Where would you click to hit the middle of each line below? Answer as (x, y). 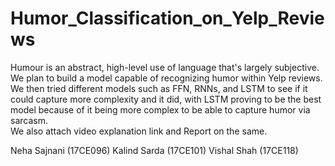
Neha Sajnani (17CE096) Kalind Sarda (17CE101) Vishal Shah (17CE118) (154, 150)
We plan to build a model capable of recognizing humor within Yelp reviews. (166, 78)
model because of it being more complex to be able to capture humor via (160, 109)
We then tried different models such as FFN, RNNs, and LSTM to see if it (159, 88)
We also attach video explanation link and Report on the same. (139, 131)
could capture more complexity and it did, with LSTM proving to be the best (166, 99)
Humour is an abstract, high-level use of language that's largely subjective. (165, 67)
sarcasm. (29, 120)
